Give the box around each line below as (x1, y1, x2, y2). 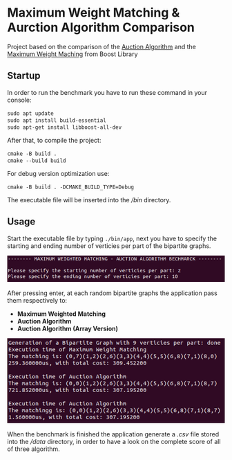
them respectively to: (7, 296, 68, 304)
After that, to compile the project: (7, 136, 101, 144)
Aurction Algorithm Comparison (7, 19, 195, 35)
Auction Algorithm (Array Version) (17, 324, 119, 333)
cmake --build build (7, 157, 67, 164)
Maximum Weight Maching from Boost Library (7, 50, 138, 58)
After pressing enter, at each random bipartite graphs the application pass (7, 289, 217, 297)
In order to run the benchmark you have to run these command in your (7, 88, 207, 96)
